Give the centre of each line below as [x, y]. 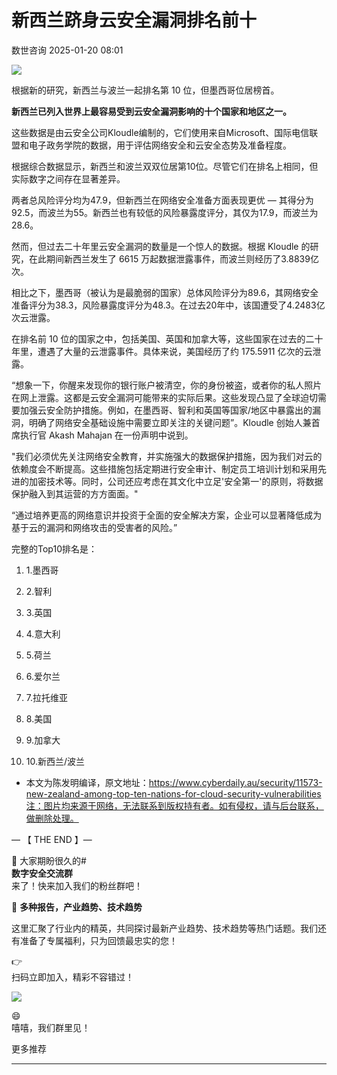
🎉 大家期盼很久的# [49, 860]
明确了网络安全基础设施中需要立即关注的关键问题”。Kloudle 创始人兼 [170, 422]
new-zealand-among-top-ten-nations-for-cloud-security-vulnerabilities [173, 793]
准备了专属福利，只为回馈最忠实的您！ [98, 940]
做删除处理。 [52, 818]
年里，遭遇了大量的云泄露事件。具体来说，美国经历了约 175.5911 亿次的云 [162, 351]
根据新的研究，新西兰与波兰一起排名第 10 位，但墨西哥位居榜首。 [145, 90]
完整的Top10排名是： [54, 548]
